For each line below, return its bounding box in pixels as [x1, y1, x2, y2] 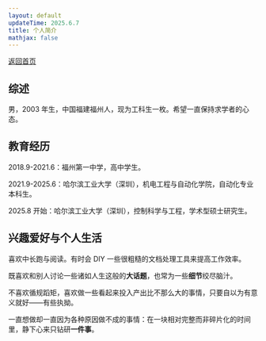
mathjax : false [8, 33, 59, 42]
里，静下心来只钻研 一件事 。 [8, 324, 99, 334]
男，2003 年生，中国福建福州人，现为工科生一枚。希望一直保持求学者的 [8, 105, 243, 114]
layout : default [8, 11, 62, 20]
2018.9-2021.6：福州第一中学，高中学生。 [8, 162, 145, 171]
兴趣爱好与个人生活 [8, 232, 102, 245]
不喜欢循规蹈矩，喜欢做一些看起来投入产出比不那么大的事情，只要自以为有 [8, 287, 251, 297]
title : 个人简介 [8, 26, 57, 34]
